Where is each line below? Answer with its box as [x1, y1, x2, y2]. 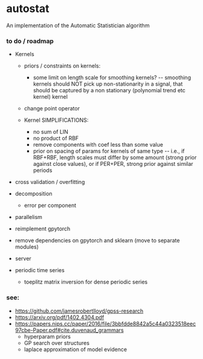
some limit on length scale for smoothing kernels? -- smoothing [33, 74, 192, 81]
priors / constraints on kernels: [24, 62, 101, 69]
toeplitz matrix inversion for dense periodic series [24, 278, 148, 285]
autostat [6, 2, 50, 16]
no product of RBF [33, 135, 79, 142]
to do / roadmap [6, 37, 54, 45]
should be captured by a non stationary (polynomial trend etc [33, 87, 185, 94]
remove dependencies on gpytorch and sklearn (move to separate [14, 237, 180, 244]
